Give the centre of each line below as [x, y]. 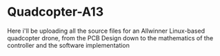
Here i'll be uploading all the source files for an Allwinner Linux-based [106, 31]
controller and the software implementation [68, 45]
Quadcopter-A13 [56, 12]
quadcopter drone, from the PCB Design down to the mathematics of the [110, 38]
